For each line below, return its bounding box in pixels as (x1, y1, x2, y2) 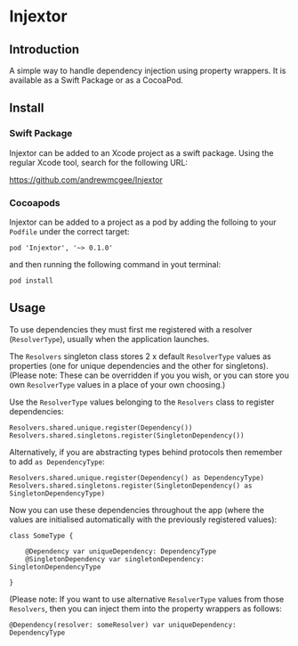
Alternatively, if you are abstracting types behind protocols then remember (9, 446, 283, 457)
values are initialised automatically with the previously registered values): (9, 514, 278, 525)
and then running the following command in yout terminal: (9, 258, 221, 269)
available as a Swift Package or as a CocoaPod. (9, 75, 184, 86)
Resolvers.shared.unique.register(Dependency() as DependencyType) (9, 473, 265, 482)
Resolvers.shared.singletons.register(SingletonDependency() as (9, 481, 253, 490)
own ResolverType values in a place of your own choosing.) (9, 379, 226, 389)
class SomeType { (9, 531, 74, 540)
